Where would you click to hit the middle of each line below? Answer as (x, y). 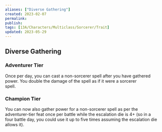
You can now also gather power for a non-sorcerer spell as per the (72, 109)
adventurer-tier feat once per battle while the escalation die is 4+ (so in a (78, 114)
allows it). (15, 124)
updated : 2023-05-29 (26, 32)
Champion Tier (23, 99)
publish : (14, 23)
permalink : (16, 18)
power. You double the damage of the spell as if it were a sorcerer (71, 81)
